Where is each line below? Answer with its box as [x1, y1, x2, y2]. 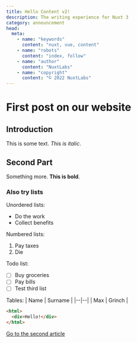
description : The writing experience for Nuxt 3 [6, 14, 129, 20]
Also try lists [6, 188, 43, 196]
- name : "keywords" [17, 36, 65, 42]
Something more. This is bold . [6, 173, 80, 180]
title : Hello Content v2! [6, 8, 70, 15]
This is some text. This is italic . [6, 140, 81, 147]
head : [6, 25, 20, 32]
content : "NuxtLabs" [21, 64, 73, 70]
